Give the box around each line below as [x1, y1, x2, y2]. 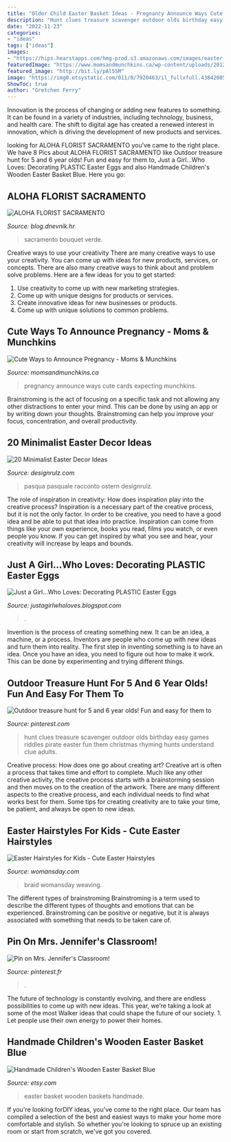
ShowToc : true [7, 81, 48, 87]
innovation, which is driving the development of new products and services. [7, 128, 222, 136]
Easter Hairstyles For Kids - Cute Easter [7, 824, 181, 837]
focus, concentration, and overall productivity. [7, 417, 137, 425]
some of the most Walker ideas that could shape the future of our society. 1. [7, 1008, 222, 1017]
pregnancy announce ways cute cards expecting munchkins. [23, 382, 197, 390]
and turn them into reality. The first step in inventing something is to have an [7, 643, 223, 651]
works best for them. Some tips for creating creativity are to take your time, [7, 798, 221, 806]
